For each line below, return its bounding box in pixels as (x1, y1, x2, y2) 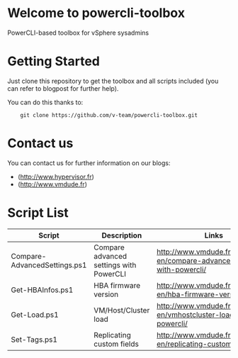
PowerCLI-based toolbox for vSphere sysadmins (7, 28, 149, 37)
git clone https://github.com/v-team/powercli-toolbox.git (20, 111, 198, 118)
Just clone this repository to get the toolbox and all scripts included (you (7, 77, 219, 85)
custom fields (93, 339, 140, 349)
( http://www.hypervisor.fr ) (17, 172, 94, 181)
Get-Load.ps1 (11, 310, 59, 320)
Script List (7, 205, 69, 220)
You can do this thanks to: (7, 98, 84, 106)
